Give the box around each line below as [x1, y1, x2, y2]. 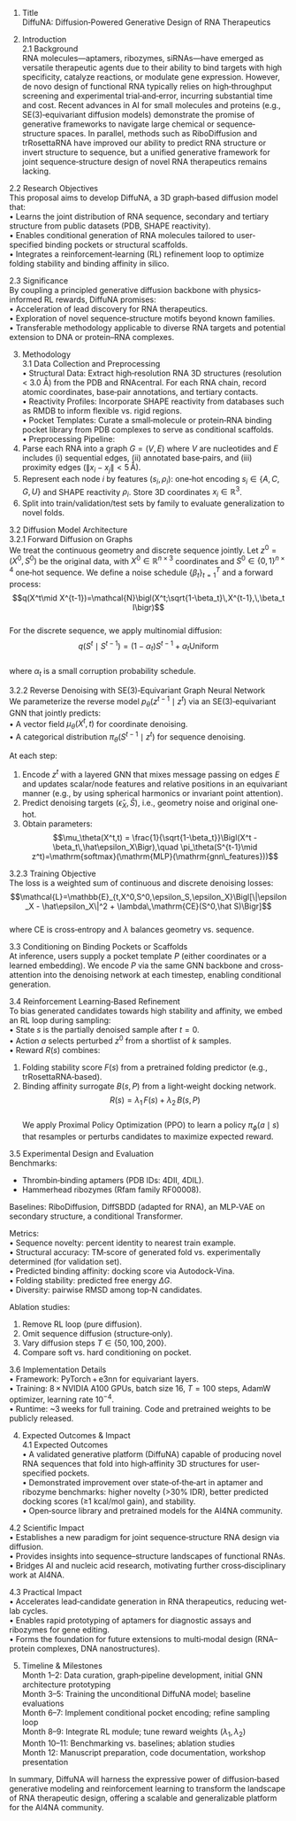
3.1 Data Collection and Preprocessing [21, 359, 161, 368]
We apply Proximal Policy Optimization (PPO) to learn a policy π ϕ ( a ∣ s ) [21, 1120, 280, 1133]
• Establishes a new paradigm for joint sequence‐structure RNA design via [9, 1531, 280, 1542]
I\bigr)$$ [132, 601, 165, 612]
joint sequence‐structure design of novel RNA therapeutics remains [21, 157, 268, 167]
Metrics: [9, 1228, 40, 1239]
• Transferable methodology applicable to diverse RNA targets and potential [9, 322, 285, 333]
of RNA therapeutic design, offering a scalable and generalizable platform [9, 1793, 277, 1803]
